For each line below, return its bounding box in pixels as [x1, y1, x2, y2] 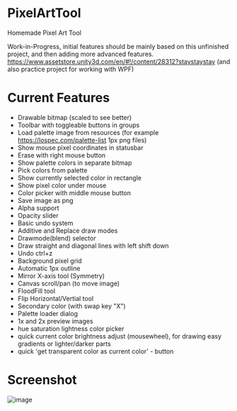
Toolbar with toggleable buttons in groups [17, 121, 140, 129]
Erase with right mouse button [17, 150, 106, 159]
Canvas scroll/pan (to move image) [17, 279, 120, 287]
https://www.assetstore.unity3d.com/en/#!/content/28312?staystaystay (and [7, 57, 231, 65]
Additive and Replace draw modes [17, 226, 118, 235]
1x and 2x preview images [17, 317, 93, 325]
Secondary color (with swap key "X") [17, 302, 126, 310]
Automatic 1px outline [17, 264, 81, 273]
